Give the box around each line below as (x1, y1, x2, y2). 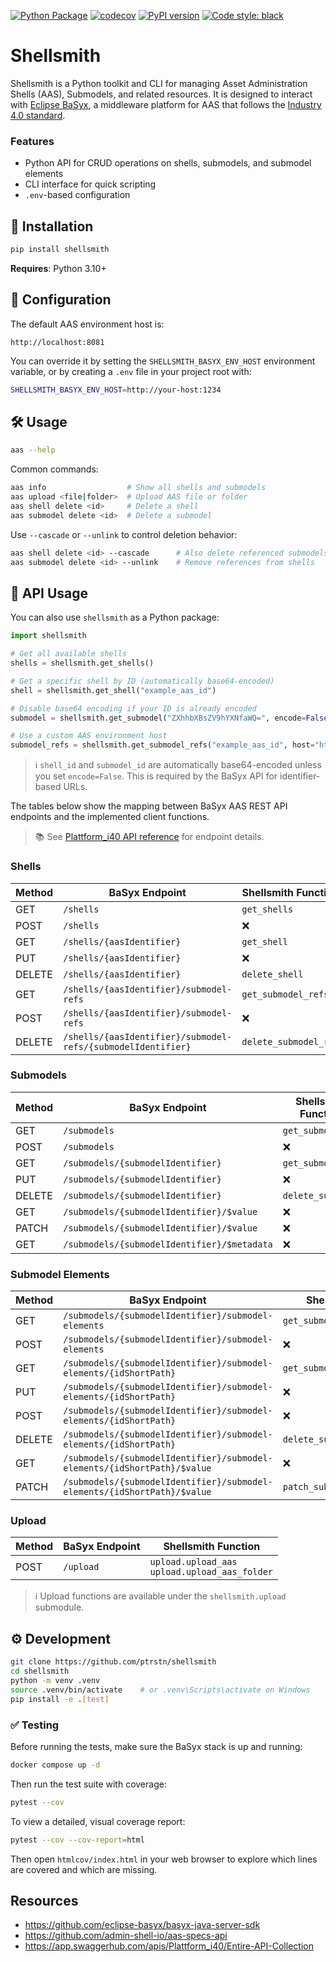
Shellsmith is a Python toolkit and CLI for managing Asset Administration (10, 77, 308, 89)
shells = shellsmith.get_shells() (10, 658, 155, 669)
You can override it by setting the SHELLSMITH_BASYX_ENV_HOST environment (10, 355, 316, 367)
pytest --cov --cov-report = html (10, 1835, 145, 1845)
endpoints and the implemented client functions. (10, 811, 210, 823)
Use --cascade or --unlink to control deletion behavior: (10, 528, 238, 540)
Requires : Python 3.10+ (10, 262, 107, 274)
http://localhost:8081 (10, 337, 105, 347)
